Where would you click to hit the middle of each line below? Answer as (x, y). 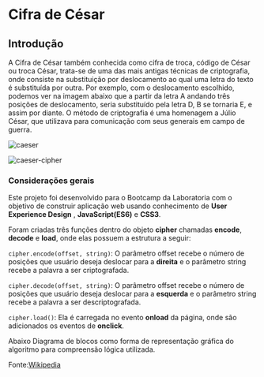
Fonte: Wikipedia (34, 365)
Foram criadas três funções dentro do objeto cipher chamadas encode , (125, 230)
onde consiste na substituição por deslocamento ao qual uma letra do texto (131, 79)
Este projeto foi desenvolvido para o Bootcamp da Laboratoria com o (120, 198)
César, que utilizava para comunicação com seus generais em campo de (126, 121)
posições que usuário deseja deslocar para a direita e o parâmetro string (127, 262)
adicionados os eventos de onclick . (66, 326)
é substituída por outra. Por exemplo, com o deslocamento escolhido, (121, 88)
